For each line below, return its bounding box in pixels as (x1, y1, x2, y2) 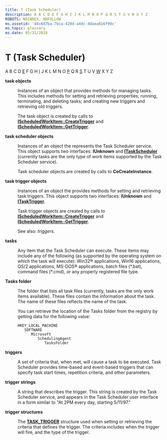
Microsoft (30, 331, 51, 336)
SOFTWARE (24, 327, 42, 332)
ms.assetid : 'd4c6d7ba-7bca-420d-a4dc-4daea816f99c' (5, 21, 117, 26)
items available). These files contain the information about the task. (17, 293, 155, 299)
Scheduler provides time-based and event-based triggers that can (17, 364, 154, 370)
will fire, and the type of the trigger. (17, 429, 90, 435)
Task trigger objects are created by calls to (17, 208, 105, 214)
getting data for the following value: (17, 313, 90, 319)
